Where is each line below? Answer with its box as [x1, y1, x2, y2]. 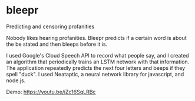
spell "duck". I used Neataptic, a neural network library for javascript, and [6, 70, 184, 78]
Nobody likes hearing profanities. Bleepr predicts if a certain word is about [6, 34, 187, 41]
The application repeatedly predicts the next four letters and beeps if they [6, 64, 186, 71]
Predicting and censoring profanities [6, 23, 95, 30]
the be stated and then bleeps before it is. [6, 41, 108, 48]
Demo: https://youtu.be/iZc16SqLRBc [6, 88, 96, 95]
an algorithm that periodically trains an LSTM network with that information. [6, 58, 190, 65]
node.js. [6, 77, 26, 84]
